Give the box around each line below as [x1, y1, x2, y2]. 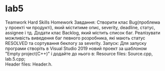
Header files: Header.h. [5, 61, 53, 67]
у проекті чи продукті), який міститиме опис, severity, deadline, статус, [5, 24, 156, 30]
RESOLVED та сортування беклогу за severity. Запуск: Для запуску [5, 40, 147, 46]
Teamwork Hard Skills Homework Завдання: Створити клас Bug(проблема [5, 19, 160, 25]
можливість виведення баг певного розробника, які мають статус [5, 35, 146, 41]
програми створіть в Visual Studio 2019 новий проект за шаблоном [5, 45, 147, 51]
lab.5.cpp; [5, 56, 26, 62]
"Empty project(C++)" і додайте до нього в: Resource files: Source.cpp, [5, 50, 153, 57]
